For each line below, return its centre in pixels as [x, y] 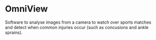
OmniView [26, 9]
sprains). [14, 32]
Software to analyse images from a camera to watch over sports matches [78, 22]
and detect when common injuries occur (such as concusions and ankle [77, 27]
